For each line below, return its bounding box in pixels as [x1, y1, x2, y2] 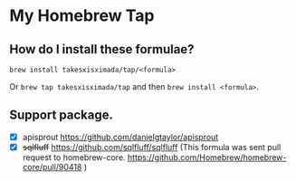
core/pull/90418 [22, 161, 82, 172]
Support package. [9, 108, 113, 123]
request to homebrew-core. [22, 151, 126, 163]
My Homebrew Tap [9, 5, 155, 26]
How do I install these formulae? [9, 42, 195, 57]
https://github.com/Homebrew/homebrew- [127, 151, 287, 163]
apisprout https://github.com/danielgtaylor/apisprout [22, 131, 219, 142]
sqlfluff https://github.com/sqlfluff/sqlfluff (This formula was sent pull [22, 141, 282, 152]
